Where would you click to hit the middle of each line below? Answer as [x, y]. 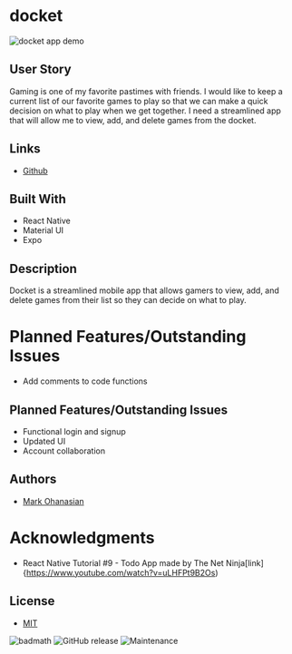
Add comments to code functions [85, 381]
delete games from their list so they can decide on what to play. [128, 300]
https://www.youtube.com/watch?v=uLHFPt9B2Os [121, 572]
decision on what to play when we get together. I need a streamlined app [145, 111]
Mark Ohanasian [53, 501]
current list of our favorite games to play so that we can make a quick [139, 101]
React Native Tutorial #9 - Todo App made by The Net [123, 562]
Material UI [43, 230]
